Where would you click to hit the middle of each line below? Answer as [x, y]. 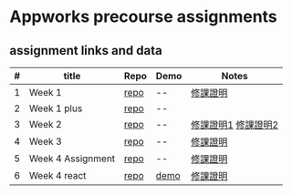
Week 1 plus [56, 108]
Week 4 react [57, 175]
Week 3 [45, 141]
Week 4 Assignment [72, 159]
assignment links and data [86, 51]
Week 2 [45, 124]
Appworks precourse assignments [144, 17]
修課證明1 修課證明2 [235, 125]
